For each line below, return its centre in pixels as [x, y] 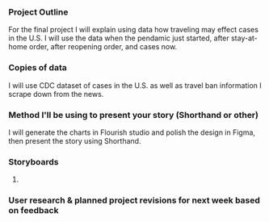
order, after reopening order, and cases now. [103, 47]
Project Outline [38, 12]
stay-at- [244, 38]
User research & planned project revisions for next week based [134, 200]
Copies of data [38, 68]
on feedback [34, 211]
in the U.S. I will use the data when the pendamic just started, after [119, 38]
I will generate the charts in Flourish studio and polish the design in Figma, [132, 132]
